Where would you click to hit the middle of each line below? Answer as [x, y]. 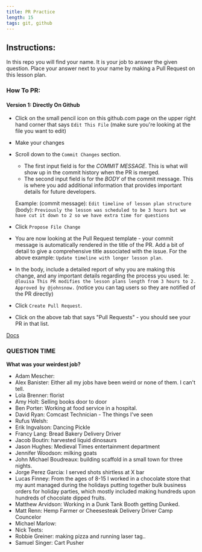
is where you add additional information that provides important [103, 185]
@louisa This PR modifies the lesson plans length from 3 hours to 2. [106, 282]
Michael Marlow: [36, 523]
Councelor [28, 517]
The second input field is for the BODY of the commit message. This [109, 179]
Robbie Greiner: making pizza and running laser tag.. [80, 536]
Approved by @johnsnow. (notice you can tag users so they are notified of [105, 288]
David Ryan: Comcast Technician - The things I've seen [84, 414]
